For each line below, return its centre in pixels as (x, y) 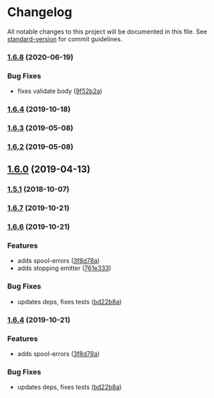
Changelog (40, 12)
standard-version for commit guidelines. (65, 38)
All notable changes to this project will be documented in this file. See (107, 31)
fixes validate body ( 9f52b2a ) (60, 91)
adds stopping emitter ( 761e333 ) (64, 268)
